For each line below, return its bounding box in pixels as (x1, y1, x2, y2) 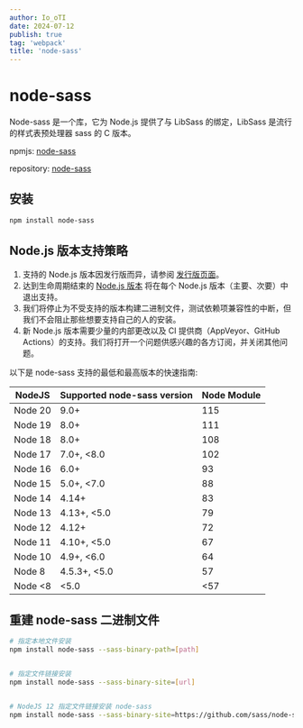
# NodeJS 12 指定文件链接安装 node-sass (9, 702, 152, 711)
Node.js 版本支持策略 (9, 243, 129, 259)
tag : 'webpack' (9, 38, 67, 48)
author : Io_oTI (9, 13, 67, 23)
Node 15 (14, 477, 51, 489)
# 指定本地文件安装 (9, 637, 72, 646)
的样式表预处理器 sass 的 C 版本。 (9, 128, 137, 139)
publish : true (9, 30, 63, 39)
